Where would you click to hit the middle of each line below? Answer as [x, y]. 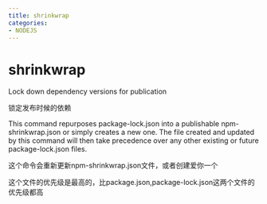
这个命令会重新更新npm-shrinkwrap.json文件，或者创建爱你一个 [113, 166]
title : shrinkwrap [39, 15]
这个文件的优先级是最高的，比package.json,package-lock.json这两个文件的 [132, 183]
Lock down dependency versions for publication [88, 91]
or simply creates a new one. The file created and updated [159, 133]
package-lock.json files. [48, 149]
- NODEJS [23, 30]
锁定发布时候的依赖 [40, 108]
